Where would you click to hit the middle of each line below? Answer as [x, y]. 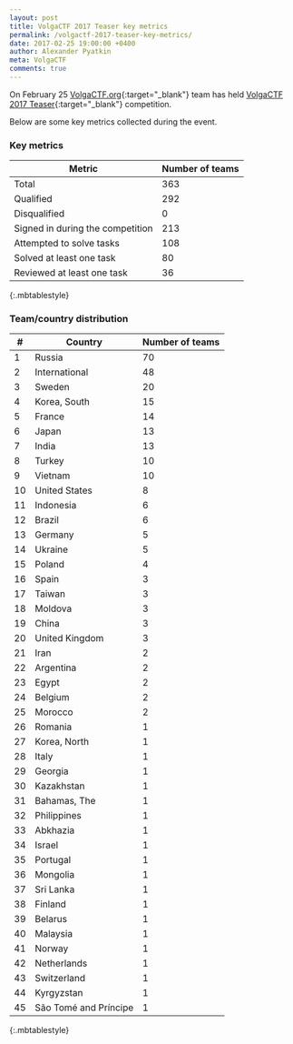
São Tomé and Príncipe [84, 1008]
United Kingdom [69, 638]
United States [63, 490]
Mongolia [55, 875]
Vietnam [53, 476]
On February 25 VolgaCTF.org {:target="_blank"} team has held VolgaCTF [146, 94]
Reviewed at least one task [71, 273]
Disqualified [39, 214]
